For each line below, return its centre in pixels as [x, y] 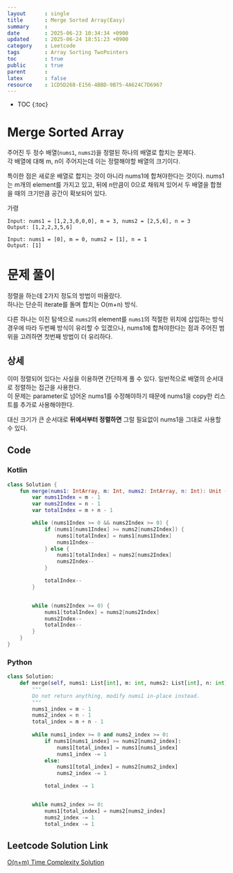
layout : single [38, 14]
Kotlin [17, 470]
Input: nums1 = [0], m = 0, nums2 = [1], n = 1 [77, 240]
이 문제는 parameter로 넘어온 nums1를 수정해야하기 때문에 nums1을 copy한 [110, 396]
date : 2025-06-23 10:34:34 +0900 [68, 33]
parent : [28, 72]
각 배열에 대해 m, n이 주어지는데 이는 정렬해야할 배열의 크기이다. [94, 161]
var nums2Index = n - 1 [66, 504]
